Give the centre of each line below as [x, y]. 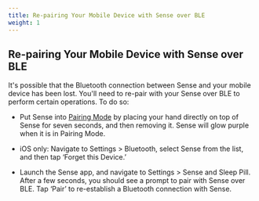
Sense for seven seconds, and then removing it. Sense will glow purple [134, 125]
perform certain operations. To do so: [69, 102]
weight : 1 [24, 23]
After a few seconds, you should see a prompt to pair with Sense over [132, 181]
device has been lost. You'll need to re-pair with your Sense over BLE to [124, 94]
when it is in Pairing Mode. [62, 134]
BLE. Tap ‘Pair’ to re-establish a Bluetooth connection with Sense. [126, 189]
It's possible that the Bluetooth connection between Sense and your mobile [129, 85]
